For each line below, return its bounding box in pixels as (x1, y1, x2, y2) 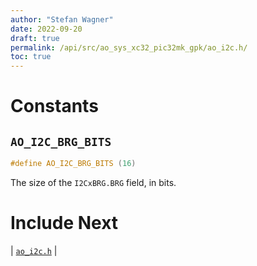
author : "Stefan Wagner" (10, 14, 114, 25)
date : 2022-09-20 (10, 24, 83, 34)
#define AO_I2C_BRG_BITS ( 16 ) (10, 159, 137, 169)
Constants (10, 95, 99, 118)
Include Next (10, 212, 119, 235)
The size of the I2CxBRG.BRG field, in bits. (10, 177, 177, 188)
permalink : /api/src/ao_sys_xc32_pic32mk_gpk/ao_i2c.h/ (10, 42, 248, 53)
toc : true (10, 52, 52, 62)
